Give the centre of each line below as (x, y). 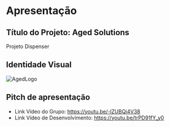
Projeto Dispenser (28, 46)
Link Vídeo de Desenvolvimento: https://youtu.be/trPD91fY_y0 (89, 118)
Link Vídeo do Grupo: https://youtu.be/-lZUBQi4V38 (77, 111)
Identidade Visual (39, 65)
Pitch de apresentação (48, 97)
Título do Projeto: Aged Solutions (68, 32)
